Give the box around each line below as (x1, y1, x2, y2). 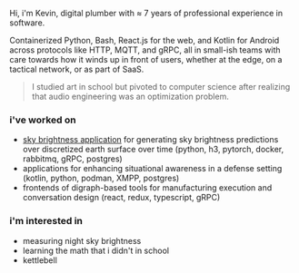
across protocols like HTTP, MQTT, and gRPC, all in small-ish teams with (9, 44, 281, 55)
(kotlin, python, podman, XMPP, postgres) (22, 172, 180, 184)
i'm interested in (9, 215, 84, 228)
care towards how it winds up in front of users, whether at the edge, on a (9, 54, 283, 64)
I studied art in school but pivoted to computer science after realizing (31, 82, 291, 92)
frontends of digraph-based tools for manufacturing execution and (22, 182, 273, 193)
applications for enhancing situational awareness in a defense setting (22, 163, 283, 174)
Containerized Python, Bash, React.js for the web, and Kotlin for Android (9, 35, 280, 45)
